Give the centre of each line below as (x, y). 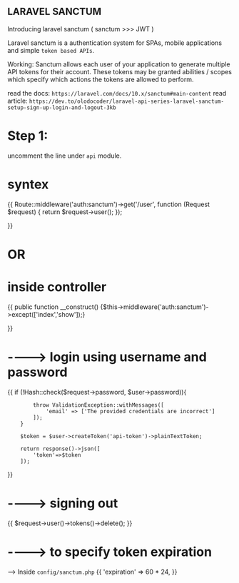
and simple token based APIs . (51, 50)
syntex (28, 184)
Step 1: (28, 136)
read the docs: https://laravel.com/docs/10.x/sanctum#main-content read (117, 93)
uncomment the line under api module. (65, 156)
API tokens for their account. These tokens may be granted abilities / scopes (120, 71)
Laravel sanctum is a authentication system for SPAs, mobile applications (115, 43)
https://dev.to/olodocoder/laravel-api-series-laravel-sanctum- (127, 101)
